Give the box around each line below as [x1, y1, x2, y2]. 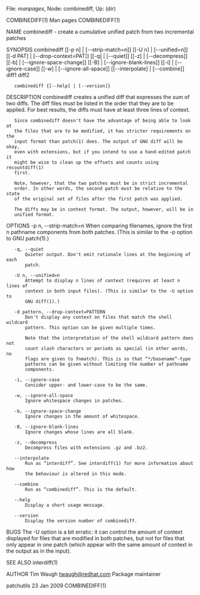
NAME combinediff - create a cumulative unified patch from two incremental [6, 28, 194, 35]
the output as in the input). [6, 547, 72, 554]
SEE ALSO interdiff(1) [6, 559, 58, 566]
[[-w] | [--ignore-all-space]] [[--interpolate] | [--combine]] [41, 65, 185, 72]
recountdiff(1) [6, 165, 44, 171]
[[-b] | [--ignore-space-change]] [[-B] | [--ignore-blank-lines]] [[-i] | [6, 59, 174, 66]
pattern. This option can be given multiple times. [24, 325, 156, 331]
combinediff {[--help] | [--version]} [14, 83, 111, 89]
